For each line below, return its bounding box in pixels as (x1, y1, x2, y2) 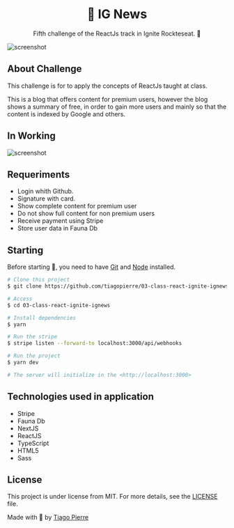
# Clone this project (7, 277, 70, 284)
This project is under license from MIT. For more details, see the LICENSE (7, 492, 218, 501)
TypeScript (17, 439, 49, 447)
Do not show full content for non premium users (17, 209, 155, 218)
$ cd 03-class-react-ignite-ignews (7, 302, 111, 309)
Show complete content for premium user (17, 202, 137, 210)
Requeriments (7, 169, 70, 180)
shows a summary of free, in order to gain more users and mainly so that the (7, 102, 227, 111)
